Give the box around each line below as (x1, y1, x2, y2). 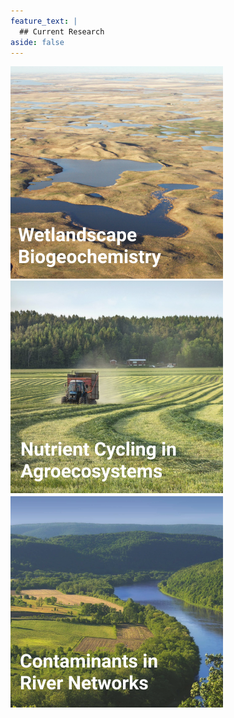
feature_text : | (10, 16, 78, 26)
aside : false (10, 37, 65, 47)
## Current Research (19, 26, 105, 37)
